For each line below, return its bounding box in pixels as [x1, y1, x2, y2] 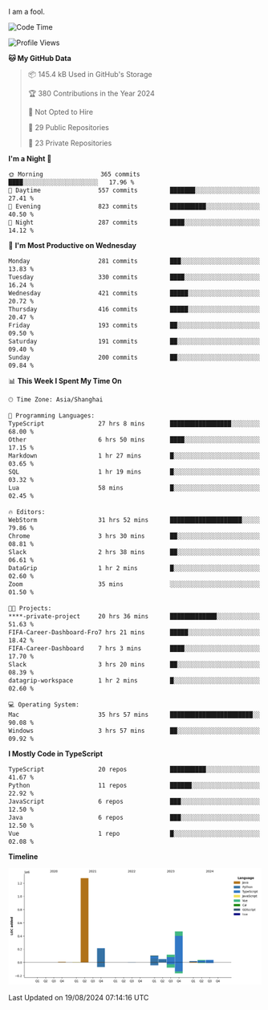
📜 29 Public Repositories [27, 123, 110, 132]
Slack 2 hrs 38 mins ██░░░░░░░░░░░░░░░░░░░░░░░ [8, 548, 261, 556]
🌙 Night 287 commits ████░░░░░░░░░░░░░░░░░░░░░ [8, 218, 261, 226]
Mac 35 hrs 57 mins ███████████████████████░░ [8, 711, 261, 719]
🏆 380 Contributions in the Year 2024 [27, 88, 155, 98]
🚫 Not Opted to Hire [27, 108, 94, 116]
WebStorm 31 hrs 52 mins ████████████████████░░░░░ [8, 516, 261, 524]
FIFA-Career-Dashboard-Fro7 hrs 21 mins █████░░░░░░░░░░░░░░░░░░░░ [8, 629, 261, 637]
